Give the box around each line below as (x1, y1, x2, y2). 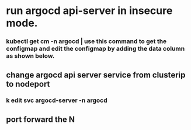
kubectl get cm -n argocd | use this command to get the (6, 37, 167, 45)
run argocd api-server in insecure (6, 4, 173, 17)
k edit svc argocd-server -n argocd (6, 96, 108, 104)
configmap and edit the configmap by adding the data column (6, 45, 185, 53)
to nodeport (6, 79, 50, 89)
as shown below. (6, 52, 55, 60)
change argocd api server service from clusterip (6, 70, 186, 80)
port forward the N (6, 114, 75, 124)
